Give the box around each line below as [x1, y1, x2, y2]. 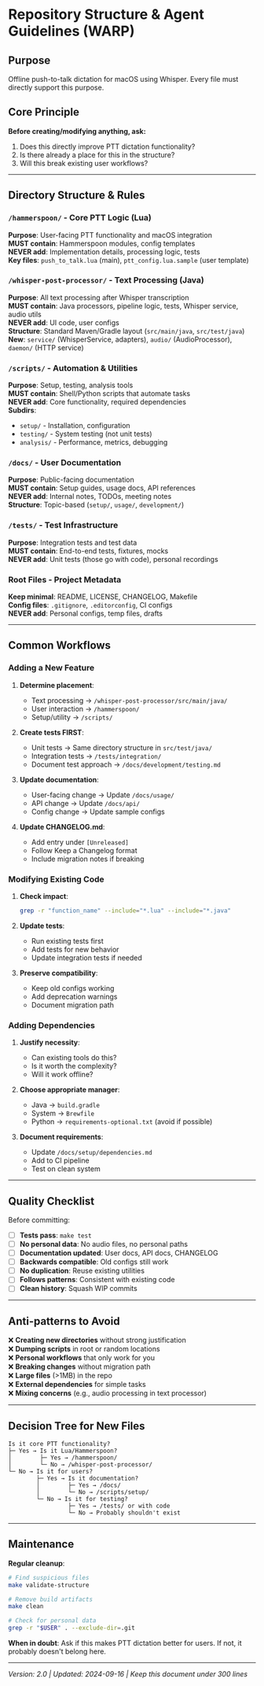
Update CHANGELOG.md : [19, 822, 105, 831]
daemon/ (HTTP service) [8, 342, 84, 352]
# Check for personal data [8, 1617, 97, 1625]
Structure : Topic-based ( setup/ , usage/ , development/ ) [8, 500, 185, 509]
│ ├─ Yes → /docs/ [36, 1481, 122, 1489]
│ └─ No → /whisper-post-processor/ [8, 1461, 153, 1469]
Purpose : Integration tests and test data [8, 538, 137, 547]
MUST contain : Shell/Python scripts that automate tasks [8, 389, 191, 398]
